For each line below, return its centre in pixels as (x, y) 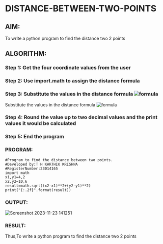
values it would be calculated (41, 123)
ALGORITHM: (26, 54)
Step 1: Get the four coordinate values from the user (68, 68)
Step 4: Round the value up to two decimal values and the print (81, 117)
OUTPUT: (16, 202)
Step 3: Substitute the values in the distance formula (69, 94)
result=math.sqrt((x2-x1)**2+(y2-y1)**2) (48, 186)
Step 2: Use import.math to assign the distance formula (72, 81)
